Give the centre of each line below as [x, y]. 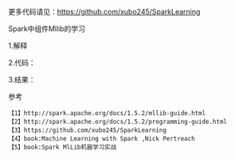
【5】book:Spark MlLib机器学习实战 [63, 147]
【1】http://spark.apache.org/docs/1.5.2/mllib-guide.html [107, 113]
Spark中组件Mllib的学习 [47, 29]
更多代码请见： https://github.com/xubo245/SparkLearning [104, 12]
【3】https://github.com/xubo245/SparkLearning [88, 130]
